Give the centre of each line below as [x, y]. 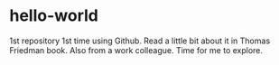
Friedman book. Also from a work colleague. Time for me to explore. [136, 50]
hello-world [54, 16]
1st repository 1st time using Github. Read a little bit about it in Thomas [140, 41]
